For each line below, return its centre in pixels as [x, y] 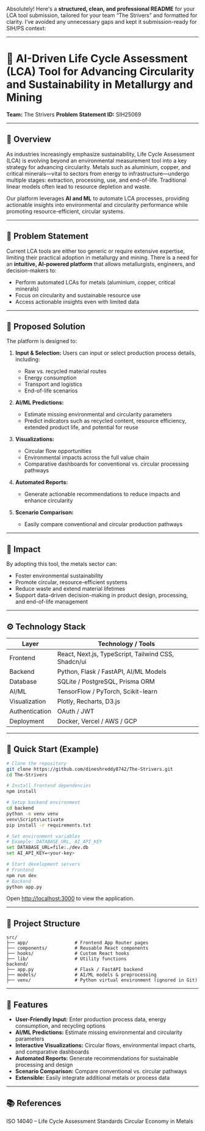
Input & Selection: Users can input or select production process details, [106, 353]
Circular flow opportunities [58, 451]
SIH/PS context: [26, 28]
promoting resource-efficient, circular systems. [66, 211]
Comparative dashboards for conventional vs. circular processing [106, 464]
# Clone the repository [37, 763]
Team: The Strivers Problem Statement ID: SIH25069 [74, 114]
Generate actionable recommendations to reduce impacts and [102, 494]
